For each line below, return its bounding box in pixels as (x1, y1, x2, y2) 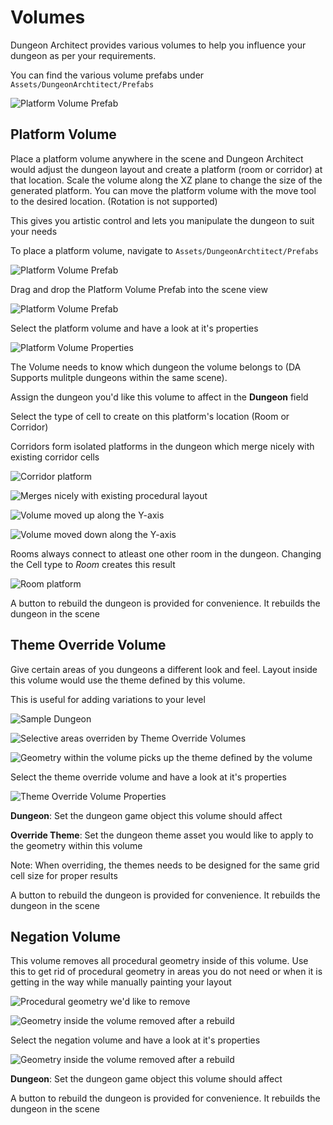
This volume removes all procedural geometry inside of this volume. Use (10, 955, 309, 967)
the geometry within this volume (10, 839, 143, 851)
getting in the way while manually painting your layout (10, 976, 232, 988)
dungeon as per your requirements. (10, 49, 157, 61)
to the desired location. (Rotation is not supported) (10, 195, 218, 207)
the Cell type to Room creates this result (10, 558, 176, 570)
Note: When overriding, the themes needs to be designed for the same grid (10, 859, 320, 871)
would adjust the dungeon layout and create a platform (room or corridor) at (10, 163, 323, 175)
